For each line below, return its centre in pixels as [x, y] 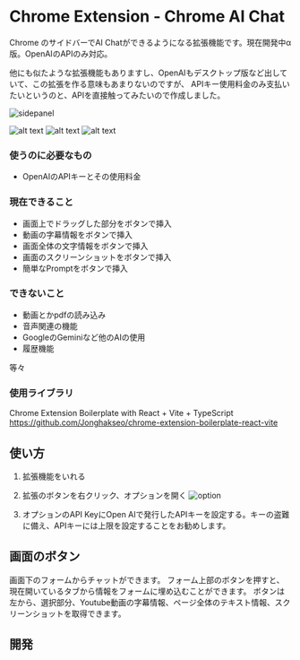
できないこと [37, 293]
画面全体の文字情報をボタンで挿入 [85, 246]
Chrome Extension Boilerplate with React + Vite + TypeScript [122, 413]
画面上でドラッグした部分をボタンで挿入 [97, 223]
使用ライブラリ [42, 393]
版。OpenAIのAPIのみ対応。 [61, 53]
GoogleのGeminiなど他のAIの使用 [84, 337]
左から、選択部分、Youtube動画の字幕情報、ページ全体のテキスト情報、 [142, 602]
